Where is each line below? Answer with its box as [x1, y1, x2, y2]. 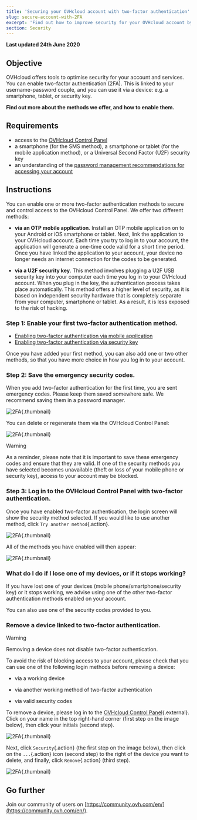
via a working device [14, 675, 65, 682]
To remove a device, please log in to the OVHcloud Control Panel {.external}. [6, 709, 189, 716]
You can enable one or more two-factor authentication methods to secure [6, 200, 184, 207]
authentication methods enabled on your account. [6, 595, 127, 602]
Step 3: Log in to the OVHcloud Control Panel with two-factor [6, 487, 183, 496]
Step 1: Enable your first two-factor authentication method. [6, 319, 178, 327]
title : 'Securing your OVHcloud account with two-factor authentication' [6, 8, 191, 15]
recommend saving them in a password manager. [6, 397, 125, 404]
